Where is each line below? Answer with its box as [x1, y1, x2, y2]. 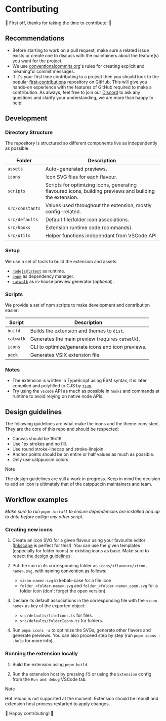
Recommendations [5, 34, 65, 43]
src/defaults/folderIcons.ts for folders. [19, 618, 104, 624]
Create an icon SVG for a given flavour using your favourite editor [12, 538, 146, 543]
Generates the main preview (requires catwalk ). [30, 335, 140, 342]
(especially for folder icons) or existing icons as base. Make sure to [12, 548, 149, 554]
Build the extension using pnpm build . [12, 661, 89, 667]
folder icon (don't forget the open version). [19, 588, 107, 594]
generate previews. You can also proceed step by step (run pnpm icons [12, 632, 157, 638]
